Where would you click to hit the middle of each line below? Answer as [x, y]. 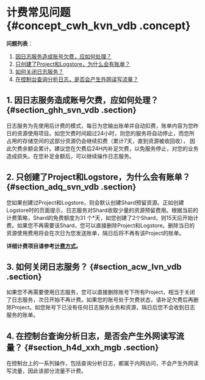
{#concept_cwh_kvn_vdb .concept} [99, 26]
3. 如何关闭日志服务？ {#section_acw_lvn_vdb [94, 266]
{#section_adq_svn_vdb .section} [71, 187]
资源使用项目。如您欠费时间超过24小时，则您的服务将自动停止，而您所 [106, 133]
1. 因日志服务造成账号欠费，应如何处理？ [82, 100]
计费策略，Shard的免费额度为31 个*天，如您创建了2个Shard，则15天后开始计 [103, 217]
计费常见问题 [39, 12]
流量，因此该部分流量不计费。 [49, 371]
